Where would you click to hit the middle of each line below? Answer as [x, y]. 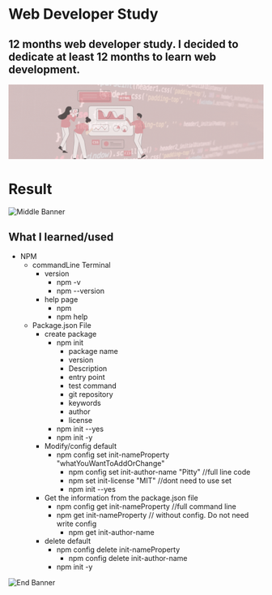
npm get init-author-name [112, 532]
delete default [68, 541]
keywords [85, 403]
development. [45, 69]
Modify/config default [81, 446]
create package [70, 334]
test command [93, 386]
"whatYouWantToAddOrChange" [110, 463]
